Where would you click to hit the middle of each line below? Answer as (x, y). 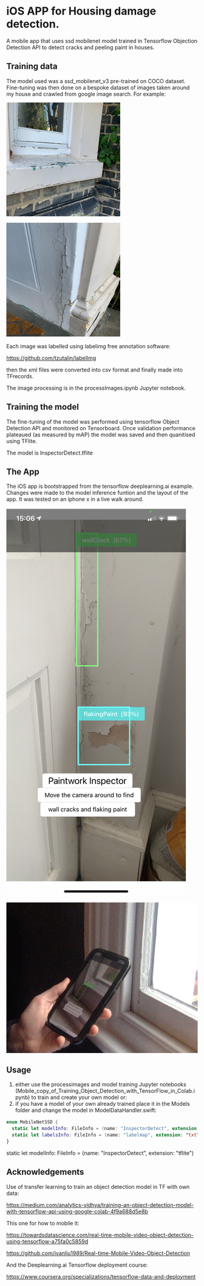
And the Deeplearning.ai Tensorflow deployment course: (77, 1265)
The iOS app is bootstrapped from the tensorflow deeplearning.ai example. (100, 486)
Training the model (42, 407)
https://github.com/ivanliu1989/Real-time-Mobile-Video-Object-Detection (98, 1253)
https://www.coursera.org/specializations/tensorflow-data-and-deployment (101, 1276)
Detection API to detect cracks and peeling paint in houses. (80, 47)
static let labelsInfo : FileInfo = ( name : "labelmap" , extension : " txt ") (107, 1135)
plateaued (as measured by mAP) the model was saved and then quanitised (101, 435)
